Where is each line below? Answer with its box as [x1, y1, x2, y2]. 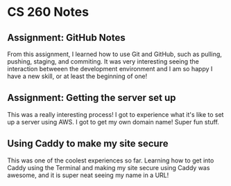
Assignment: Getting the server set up [7, 92, 176, 104]
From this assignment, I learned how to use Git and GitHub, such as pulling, [7, 50, 222, 58]
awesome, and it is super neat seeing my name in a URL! [7, 171, 169, 179]
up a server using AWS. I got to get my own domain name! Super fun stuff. [7, 118, 220, 126]
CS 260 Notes [7, 4, 89, 20]
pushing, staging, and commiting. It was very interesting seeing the [7, 57, 199, 66]
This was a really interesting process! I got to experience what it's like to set [7, 110, 224, 118]
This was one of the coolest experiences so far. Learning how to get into [7, 156, 214, 165]
